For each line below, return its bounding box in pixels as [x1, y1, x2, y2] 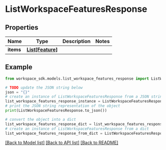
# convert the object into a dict [5, 117, 77, 122]
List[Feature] [26, 46, 58, 53]
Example [5, 63, 33, 71]
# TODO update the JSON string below [5, 85, 83, 90]
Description [62, 38, 91, 45]
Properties [5, 23, 39, 32]
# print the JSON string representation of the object [5, 103, 121, 108]
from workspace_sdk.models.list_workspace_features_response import [5, 76, 149, 81]
